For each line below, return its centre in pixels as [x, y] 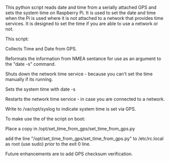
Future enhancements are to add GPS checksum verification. [69, 154]
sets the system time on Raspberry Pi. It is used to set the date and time [81, 13]
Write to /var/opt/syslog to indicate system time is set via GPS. [71, 109]
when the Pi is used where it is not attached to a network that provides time [84, 18]
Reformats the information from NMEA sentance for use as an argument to [83, 59]
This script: [17, 39]
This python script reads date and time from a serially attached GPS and [81, 7]
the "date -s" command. [31, 64]
